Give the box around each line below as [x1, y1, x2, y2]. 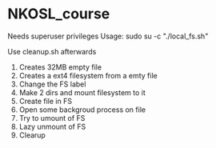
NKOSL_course [7, 5, 110, 23]
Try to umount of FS [18, 113, 86, 122]
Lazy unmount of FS [18, 122, 86, 131]
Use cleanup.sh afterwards [7, 46, 97, 56]
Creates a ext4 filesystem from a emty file [18, 70, 158, 80]
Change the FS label [18, 79, 86, 89]
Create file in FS [18, 96, 73, 106]
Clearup [18, 130, 46, 140]
